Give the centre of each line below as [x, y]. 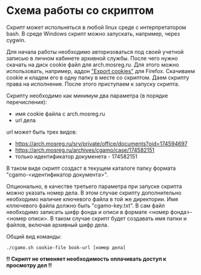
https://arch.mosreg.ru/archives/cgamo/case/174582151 [85, 150]
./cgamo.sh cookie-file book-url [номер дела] [66, 247]
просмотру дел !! [29, 265]
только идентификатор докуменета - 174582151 [76, 156]
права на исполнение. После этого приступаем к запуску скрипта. [93, 84]
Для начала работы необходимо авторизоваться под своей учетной [95, 51]
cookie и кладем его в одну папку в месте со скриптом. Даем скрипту [98, 77]
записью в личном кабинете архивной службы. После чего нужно [92, 58]
